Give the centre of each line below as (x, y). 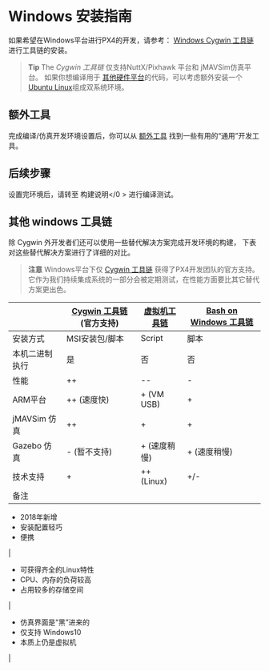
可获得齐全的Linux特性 (57, 570)
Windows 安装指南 (70, 16)
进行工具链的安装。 (40, 50)
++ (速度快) (88, 400)
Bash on (222, 311)
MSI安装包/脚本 (95, 339)
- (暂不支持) (89, 452)
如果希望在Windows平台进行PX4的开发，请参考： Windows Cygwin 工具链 (131, 40)
